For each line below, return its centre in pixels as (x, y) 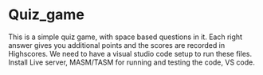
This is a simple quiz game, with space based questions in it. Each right (126, 37)
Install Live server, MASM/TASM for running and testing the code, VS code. (131, 62)
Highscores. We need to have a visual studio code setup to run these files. (130, 53)
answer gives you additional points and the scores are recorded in (117, 45)
